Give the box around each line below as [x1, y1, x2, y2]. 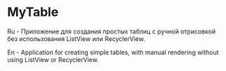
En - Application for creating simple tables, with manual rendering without [7, 48, 219, 56]
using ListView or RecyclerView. [7, 55, 99, 63]
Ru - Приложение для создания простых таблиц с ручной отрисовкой [7, 27, 216, 35]
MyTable [7, 4, 59, 20]
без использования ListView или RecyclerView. [7, 34, 145, 42]
